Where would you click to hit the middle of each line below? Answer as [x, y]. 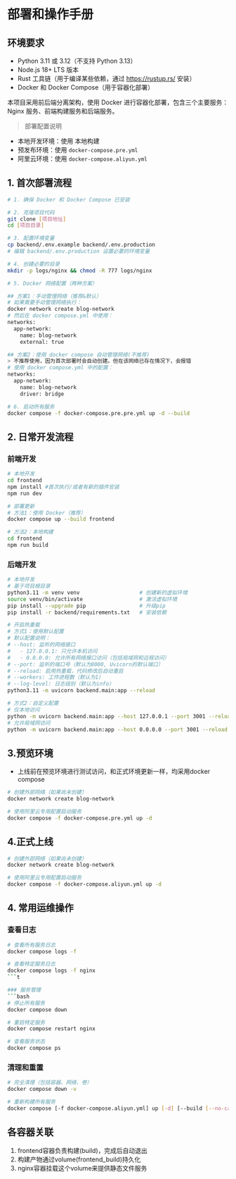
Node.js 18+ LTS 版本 [48, 70]
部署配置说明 [43, 126]
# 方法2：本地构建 [31, 532]
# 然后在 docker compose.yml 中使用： [60, 316]
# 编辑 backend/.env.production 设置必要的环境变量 [79, 252]
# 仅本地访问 [24, 710]
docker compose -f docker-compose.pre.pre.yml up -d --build [99, 413]
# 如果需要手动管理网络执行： [45, 303]
